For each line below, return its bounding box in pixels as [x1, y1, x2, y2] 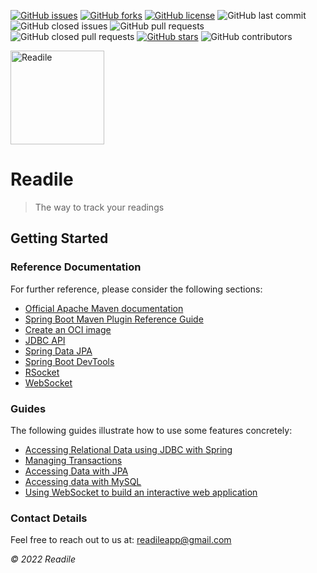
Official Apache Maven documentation [24, 302, 184, 314]
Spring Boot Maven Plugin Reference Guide [24, 313, 204, 325]
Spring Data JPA [24, 345, 93, 357]
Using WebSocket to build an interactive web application [24, 486, 258, 498]
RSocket [24, 366, 60, 378]
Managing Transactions [24, 454, 123, 466]
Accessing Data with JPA [24, 465, 129, 477]
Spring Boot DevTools [24, 355, 115, 367]
